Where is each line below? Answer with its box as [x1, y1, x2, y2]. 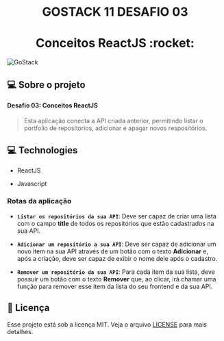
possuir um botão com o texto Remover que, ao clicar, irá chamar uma [16, 275, 216, 283]
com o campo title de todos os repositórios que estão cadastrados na [16, 219, 214, 227]
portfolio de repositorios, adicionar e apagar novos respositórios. [23, 124, 208, 132]
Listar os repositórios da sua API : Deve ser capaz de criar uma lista [16, 212, 217, 220]
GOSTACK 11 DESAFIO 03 [42, 4, 188, 20]
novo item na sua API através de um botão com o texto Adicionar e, [16, 247, 209, 255]
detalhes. [7, 327, 34, 336]
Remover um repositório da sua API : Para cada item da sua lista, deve [16, 268, 216, 276]
